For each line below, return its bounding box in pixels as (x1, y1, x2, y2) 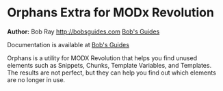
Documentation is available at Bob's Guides (7, 40, 130, 49)
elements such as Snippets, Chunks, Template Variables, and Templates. (7, 61, 212, 69)
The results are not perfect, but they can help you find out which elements (7, 68, 217, 77)
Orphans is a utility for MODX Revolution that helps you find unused (7, 53, 197, 62)
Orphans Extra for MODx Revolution (7, 5, 214, 21)
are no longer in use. (7, 75, 66, 83)
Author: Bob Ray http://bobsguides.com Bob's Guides (7, 27, 160, 36)
